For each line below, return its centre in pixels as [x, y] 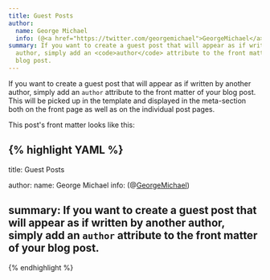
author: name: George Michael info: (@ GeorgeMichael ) [99, 185]
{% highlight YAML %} [66, 150]
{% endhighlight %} [41, 267]
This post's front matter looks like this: [72, 125]
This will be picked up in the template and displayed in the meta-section [127, 101]
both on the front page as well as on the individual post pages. [112, 109]
